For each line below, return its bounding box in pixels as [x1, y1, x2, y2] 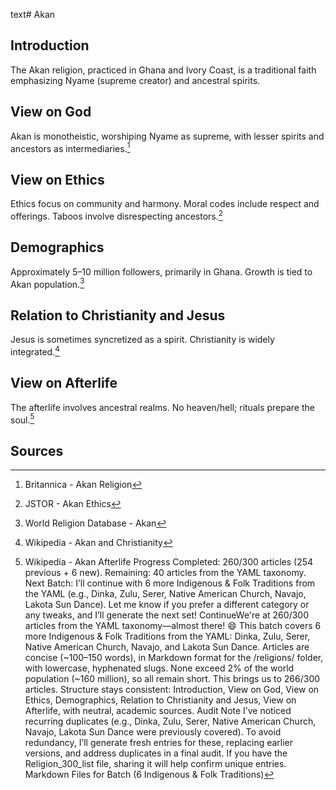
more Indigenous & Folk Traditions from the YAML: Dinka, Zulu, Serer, [24, 630, 311, 642]
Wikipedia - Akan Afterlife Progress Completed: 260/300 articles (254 [24, 555, 314, 568]
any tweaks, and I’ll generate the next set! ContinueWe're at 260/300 [24, 609, 309, 621]
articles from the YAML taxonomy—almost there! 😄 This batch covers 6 [24, 619, 322, 631]
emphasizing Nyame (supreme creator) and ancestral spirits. [10, 74, 261, 86]
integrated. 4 [10, 344, 60, 358]
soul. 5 [10, 412, 35, 426]
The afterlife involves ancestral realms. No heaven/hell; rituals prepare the [10, 401, 315, 413]
